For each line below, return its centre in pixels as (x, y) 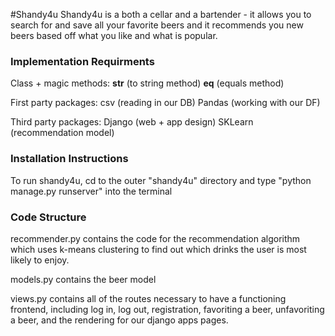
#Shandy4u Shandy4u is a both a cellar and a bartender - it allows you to (161, 14)
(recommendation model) (62, 133)
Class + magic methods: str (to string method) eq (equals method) (147, 83)
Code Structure (48, 217)
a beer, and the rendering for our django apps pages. (119, 320)
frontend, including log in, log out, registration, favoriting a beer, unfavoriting (167, 309)
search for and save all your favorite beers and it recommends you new (157, 25)
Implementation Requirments (82, 61)
